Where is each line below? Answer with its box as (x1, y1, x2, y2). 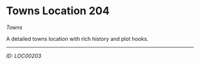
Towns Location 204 (6, 4, 110, 18)
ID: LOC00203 (6, 52, 42, 59)
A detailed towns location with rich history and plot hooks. (6, 35, 149, 42)
